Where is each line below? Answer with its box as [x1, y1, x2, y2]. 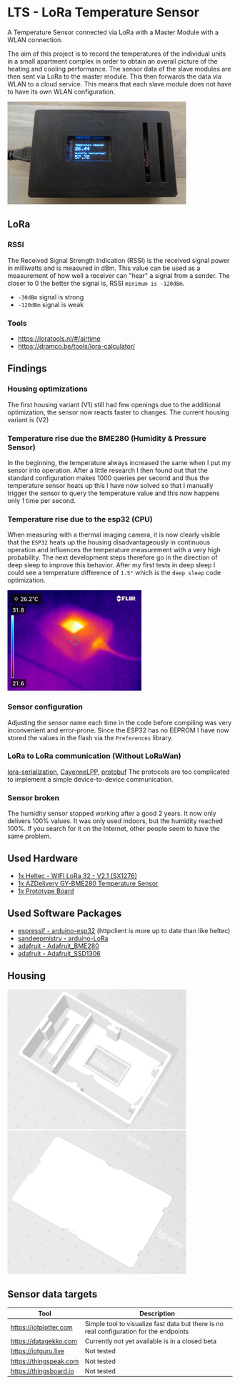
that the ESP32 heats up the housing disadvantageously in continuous [7, 538, 211, 547]
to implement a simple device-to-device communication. [7, 775, 174, 783]
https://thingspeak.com [10, 1357, 79, 1365]
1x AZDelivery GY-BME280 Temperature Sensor [17, 879, 159, 887]
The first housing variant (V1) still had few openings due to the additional [7, 400, 221, 409]
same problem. [7, 832, 52, 840]
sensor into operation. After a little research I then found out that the [7, 466, 209, 474]
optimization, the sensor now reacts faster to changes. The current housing [7, 408, 230, 417]
